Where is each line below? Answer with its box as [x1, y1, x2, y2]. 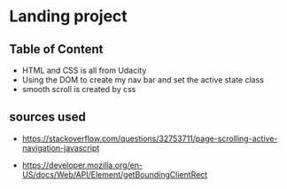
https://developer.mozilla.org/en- [21, 160, 143, 170]
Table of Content [9, 42, 104, 57]
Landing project [9, 6, 128, 27]
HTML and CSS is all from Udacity [21, 65, 147, 75]
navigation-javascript [21, 142, 100, 153]
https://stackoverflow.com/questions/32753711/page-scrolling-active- [21, 133, 278, 144]
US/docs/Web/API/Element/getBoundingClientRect [21, 169, 208, 179]
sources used [9, 109, 86, 125]
